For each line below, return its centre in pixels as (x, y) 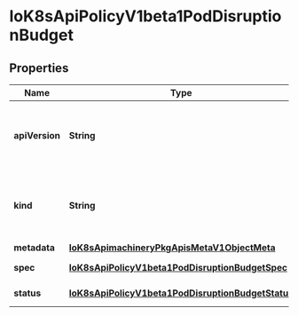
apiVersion (37, 135)
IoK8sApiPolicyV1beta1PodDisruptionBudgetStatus (181, 293)
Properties (39, 68)
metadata (34, 248)
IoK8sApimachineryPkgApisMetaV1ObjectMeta (172, 248)
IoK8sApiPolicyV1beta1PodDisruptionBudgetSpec (178, 268)
